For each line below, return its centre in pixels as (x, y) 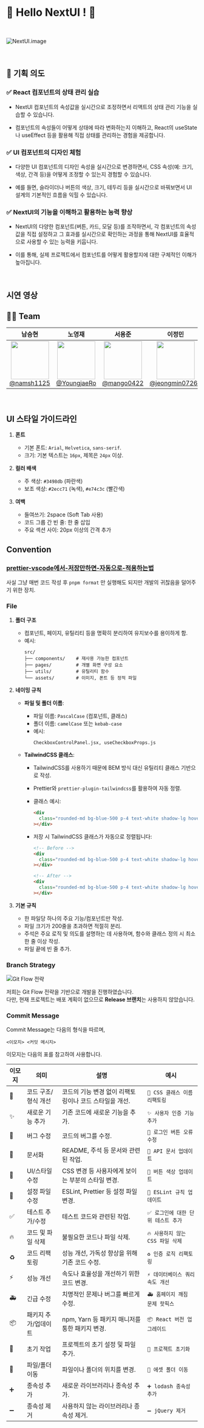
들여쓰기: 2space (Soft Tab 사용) (63, 515)
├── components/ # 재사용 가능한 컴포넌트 (76, 659)
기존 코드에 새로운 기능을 (95, 1113)
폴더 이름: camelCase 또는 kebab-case (78, 723)
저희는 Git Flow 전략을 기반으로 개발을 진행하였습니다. (70, 992)
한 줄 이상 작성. (42, 941)
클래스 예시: (47, 801)
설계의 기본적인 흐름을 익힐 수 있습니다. (61, 195)
